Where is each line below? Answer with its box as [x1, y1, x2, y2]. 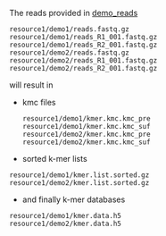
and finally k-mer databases [21, 194, 126, 205]
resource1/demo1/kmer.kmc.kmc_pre [21, 114, 151, 123]
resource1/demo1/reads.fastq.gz [9, 25, 129, 34]
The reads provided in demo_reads [9, 8, 138, 18]
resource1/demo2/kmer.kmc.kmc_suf [21, 138, 151, 147]
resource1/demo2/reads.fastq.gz [9, 48, 129, 57]
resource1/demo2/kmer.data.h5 [9, 219, 122, 228]
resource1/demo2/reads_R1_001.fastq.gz [9, 56, 158, 65]
